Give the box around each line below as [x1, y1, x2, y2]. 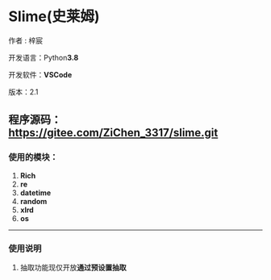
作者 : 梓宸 [8, 36, 43, 45]
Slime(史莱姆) [8, 7, 100, 26]
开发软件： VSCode [8, 69, 73, 79]
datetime [19, 187, 52, 198]
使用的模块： [8, 152, 59, 163]
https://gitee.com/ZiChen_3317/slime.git [8, 126, 219, 140]
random [19, 196, 48, 206]
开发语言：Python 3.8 [8, 52, 79, 62]
